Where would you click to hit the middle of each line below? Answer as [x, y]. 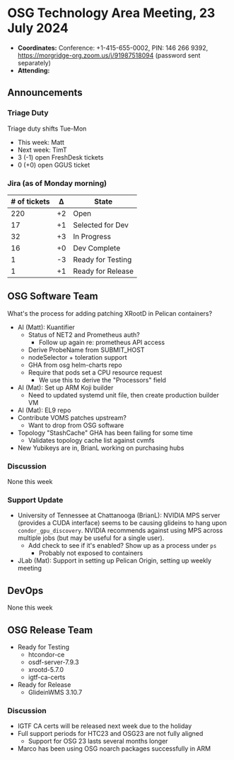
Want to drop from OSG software [76, 425]
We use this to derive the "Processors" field [102, 380]
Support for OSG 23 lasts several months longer [98, 741]
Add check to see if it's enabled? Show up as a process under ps [122, 546]
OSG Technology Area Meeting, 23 [111, 13]
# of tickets [30, 202]
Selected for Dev [101, 225]
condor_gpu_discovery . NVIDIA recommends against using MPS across [120, 531]
